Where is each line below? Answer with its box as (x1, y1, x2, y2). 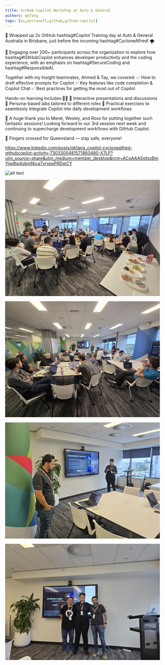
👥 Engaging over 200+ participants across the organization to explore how (5, 49, 156, 55)
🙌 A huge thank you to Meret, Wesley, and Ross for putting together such (5, 116, 153, 121)
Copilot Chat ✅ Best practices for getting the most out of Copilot (5, 86, 136, 91)
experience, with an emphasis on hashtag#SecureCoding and (5, 60, 130, 66)
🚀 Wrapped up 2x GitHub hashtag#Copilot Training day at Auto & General (5, 32, 153, 38)
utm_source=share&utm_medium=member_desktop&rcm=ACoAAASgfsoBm (5, 155, 159, 161)
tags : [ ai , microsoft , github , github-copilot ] (5, 18, 98, 23)
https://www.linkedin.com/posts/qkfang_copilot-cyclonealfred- (5, 145, 133, 151)
